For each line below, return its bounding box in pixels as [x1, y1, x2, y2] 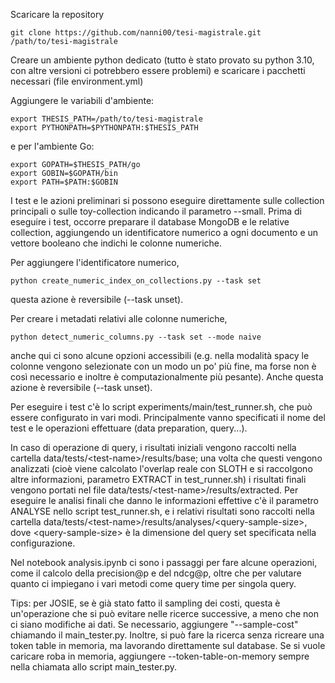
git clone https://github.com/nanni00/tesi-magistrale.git [10, 28, 262, 38]
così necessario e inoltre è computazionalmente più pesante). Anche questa [10, 371, 324, 383]
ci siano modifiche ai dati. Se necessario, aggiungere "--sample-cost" [10, 619, 299, 630]
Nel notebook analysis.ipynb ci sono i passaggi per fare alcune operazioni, [10, 557, 318, 568]
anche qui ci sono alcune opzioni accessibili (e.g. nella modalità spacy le [10, 350, 310, 361]
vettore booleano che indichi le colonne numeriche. [10, 237, 222, 249]
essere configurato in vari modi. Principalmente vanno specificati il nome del [10, 412, 326, 423]
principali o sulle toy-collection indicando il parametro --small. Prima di [10, 205, 302, 217]
